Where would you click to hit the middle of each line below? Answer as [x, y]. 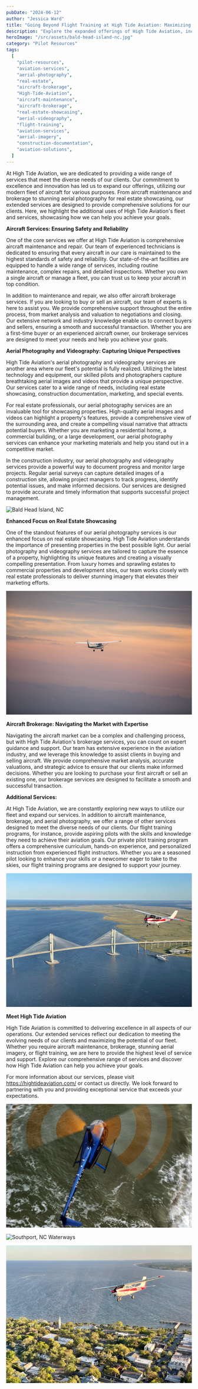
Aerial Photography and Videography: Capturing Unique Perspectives [93, 351]
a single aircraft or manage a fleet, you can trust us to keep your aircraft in [96, 278]
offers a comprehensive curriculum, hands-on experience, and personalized [99, 846]
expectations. [23, 1095]
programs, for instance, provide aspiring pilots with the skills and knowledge [99, 834]
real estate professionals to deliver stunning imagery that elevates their [92, 576]
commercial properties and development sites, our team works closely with [97, 570]
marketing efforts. [28, 582]
